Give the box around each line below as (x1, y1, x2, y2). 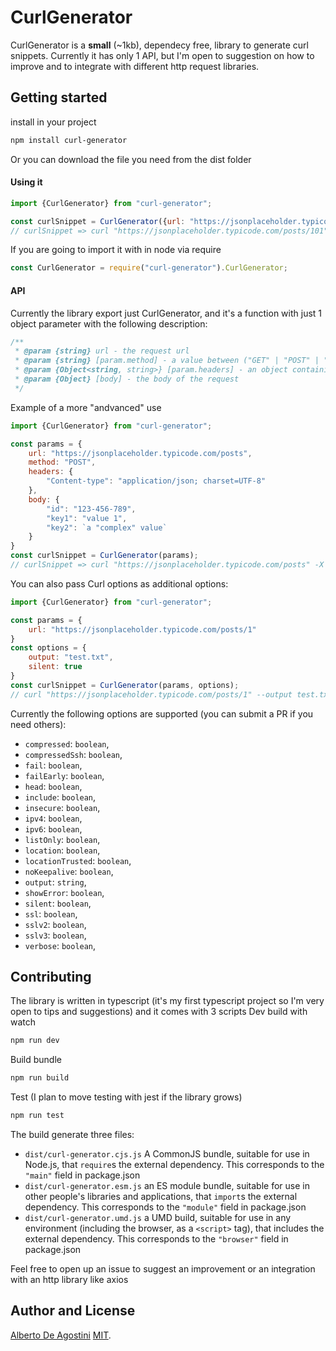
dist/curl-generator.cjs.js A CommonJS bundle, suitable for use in (24, 1148, 310, 1160)
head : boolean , (24, 780, 83, 792)
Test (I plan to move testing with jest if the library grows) (10, 1091, 243, 1103)
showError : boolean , (24, 886, 105, 898)
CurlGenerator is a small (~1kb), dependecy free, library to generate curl (10, 39, 309, 51)
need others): (10, 718, 67, 730)
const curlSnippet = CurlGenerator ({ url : (10, 216, 186, 226)
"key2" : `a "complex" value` (46, 522, 168, 533)
